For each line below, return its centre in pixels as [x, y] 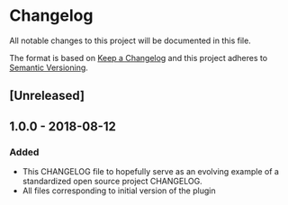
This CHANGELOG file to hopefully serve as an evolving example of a [150, 172]
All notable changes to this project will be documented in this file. [130, 40]
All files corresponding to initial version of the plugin [119, 191]
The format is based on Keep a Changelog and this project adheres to [139, 58]
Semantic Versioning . [49, 67]
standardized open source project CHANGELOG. [112, 182]
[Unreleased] [47, 96]
